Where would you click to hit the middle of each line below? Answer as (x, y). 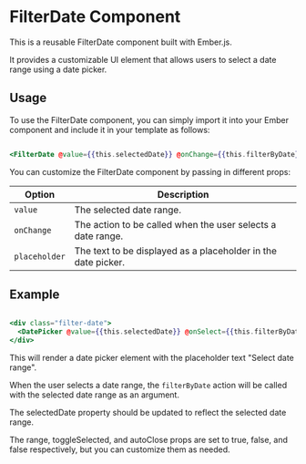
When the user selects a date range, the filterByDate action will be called (148, 386)
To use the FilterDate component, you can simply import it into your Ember (149, 119)
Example (35, 295)
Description (183, 194)
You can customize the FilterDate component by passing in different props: (150, 171)
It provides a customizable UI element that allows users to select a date (143, 59)
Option (40, 194)
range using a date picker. (58, 69)
